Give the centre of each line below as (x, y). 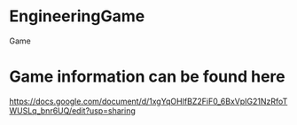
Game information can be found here (147, 77)
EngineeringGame (77, 16)
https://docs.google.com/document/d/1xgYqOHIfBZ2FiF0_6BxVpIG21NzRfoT (148, 101)
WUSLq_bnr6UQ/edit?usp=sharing (72, 110)
